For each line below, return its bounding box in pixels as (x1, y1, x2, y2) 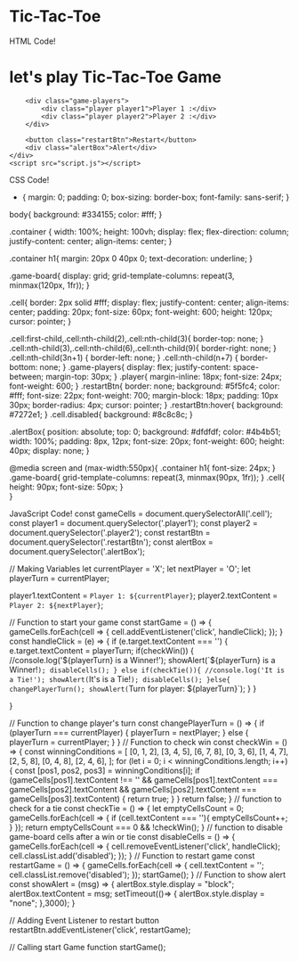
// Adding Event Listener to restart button (9, 915, 160, 925)
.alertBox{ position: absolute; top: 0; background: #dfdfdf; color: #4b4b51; (9, 426, 281, 437)
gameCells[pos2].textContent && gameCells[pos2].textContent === (9, 784, 258, 794)
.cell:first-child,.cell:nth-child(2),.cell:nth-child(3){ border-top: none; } (9, 333, 264, 344)
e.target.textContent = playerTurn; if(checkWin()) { (9, 645, 194, 656)
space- (232, 361, 260, 372)
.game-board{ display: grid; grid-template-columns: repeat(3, (9, 270, 235, 281)
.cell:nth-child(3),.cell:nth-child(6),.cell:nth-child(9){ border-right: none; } (9, 342, 278, 353)
